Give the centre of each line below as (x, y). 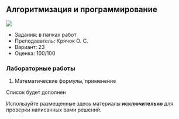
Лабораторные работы (41, 68)
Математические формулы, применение (65, 81)
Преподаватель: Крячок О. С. (51, 41)
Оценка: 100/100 (35, 53)
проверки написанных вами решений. (54, 110)
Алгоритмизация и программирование (82, 10)
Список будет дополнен (36, 92)
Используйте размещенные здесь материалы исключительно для (90, 104)
